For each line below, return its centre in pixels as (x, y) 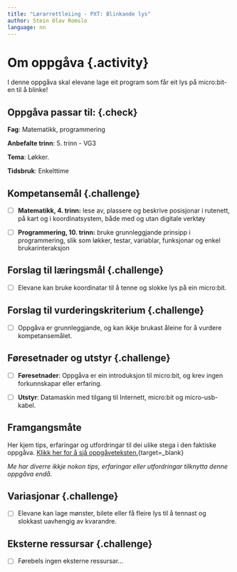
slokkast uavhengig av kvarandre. (67, 521)
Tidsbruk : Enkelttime (38, 171)
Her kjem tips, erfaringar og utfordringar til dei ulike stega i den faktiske (112, 445)
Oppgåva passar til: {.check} (73, 112)
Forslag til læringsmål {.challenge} (86, 271)
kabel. (27, 405)
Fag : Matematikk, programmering (56, 130)
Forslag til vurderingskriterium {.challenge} (106, 311)
